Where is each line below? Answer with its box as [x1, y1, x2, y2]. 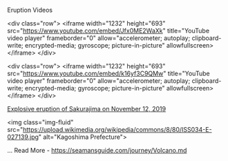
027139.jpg [7, 133, 39, 141]
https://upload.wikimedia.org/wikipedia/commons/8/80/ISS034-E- [23, 126, 212, 133]
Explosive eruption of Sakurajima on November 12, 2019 [7, 105, 167, 113]
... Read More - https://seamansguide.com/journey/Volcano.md [7, 146, 187, 154]
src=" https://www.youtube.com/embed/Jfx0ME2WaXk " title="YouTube [7, 27, 209, 35]
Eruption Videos [7, 6, 53, 14]
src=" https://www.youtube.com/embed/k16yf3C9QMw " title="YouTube [7, 69, 210, 77]
